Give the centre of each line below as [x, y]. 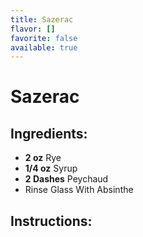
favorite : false [44, 38]
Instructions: [51, 221]
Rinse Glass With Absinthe [79, 190]
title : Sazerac [42, 19]
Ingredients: [49, 133]
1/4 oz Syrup [51, 168]
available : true [44, 47]
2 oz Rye [43, 158]
